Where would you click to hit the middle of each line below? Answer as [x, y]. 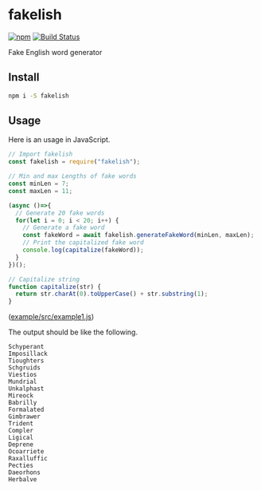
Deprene [21, 445]
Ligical [21, 438]
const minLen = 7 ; [39, 184]
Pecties [21, 466]
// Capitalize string [44, 279]
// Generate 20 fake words [60, 213]
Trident [21, 424]
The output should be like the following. [73, 332]
